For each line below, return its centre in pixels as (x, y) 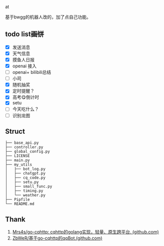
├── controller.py (24, 147)
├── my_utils (19, 165)
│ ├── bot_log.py (25, 169)
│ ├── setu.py (22, 182)
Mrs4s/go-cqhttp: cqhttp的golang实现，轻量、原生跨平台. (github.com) (85, 232)
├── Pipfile (17, 200)
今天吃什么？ (25, 109)
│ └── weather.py (25, 195)
